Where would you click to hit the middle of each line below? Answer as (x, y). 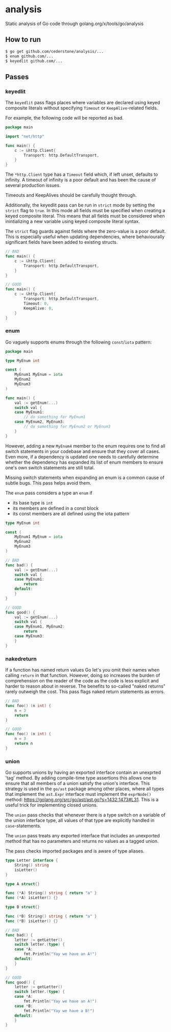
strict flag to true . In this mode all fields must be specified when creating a (85, 211)
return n (24, 744)
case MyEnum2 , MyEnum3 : (40, 422)
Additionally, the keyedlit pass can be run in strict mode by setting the (80, 205)
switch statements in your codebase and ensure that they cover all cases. (83, 451)
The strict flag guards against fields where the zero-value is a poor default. (86, 232)
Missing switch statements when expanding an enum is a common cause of (85, 477)
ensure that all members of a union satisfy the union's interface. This (78, 784)
